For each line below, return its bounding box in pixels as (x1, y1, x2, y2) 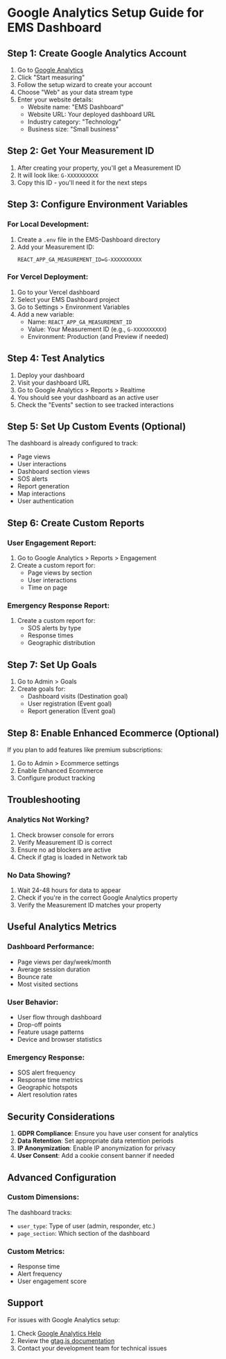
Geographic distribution (27, 639, 96, 647)
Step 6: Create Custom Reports (7, 517, 145, 529)
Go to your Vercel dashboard (17, 287, 101, 296)
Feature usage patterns (17, 1028, 85, 1036)
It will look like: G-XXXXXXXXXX (17, 170, 98, 179)
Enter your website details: (17, 95, 94, 104)
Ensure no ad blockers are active (17, 845, 112, 854)
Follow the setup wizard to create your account (17, 81, 153, 88)
